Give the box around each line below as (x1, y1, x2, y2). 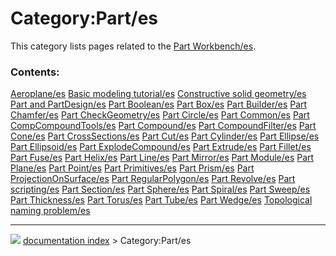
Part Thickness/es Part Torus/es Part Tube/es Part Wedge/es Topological (10, 194, 313, 206)
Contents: (10, 65, 60, 79)
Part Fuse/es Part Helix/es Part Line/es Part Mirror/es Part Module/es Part (10, 152, 315, 164)
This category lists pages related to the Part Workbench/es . (10, 40, 257, 52)
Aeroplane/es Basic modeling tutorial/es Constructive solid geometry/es (10, 88, 307, 100)
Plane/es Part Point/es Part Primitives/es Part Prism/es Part (10, 162, 255, 174)
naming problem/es (10, 205, 91, 217)
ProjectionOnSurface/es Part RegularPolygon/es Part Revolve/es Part (10, 173, 296, 185)
